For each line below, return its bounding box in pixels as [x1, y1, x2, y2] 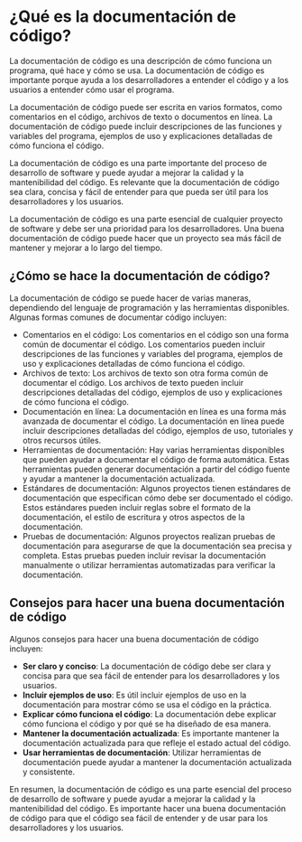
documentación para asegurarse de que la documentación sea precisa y [22, 540, 293, 551]
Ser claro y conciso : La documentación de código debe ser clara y [22, 660, 271, 671]
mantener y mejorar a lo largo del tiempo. [9, 242, 163, 253]
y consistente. [22, 766, 75, 777]
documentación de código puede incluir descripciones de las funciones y [9, 120, 282, 132]
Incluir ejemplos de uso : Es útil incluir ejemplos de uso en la [22, 689, 247, 700]
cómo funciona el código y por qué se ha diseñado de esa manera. [22, 718, 271, 729]
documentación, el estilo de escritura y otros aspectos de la [22, 511, 245, 522]
